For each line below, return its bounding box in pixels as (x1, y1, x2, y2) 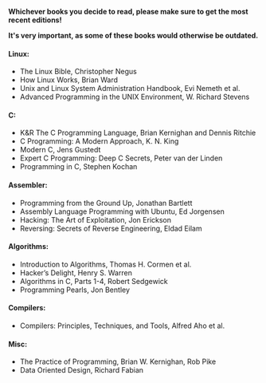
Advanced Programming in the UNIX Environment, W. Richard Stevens (19, 92, 250, 102)
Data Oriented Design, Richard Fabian (19, 365, 144, 375)
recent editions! (8, 15, 62, 25)
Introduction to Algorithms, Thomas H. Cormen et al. (19, 259, 192, 269)
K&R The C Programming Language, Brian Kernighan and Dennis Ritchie (19, 128, 256, 138)
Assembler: (8, 180, 48, 190)
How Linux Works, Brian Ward (19, 75, 118, 85)
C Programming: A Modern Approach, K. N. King (19, 136, 179, 146)
